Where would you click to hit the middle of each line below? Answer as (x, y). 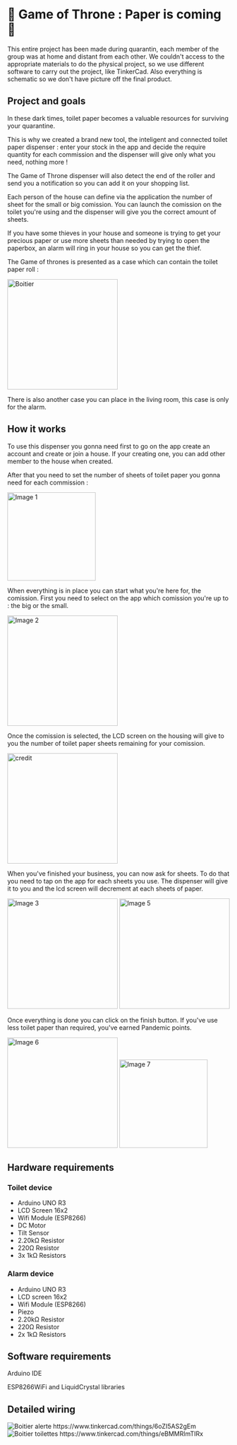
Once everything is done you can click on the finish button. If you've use (113, 1020)
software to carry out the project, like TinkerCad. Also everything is (105, 71)
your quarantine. (31, 126)
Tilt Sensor (33, 1233)
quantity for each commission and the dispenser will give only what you (111, 154)
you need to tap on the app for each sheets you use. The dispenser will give (117, 881)
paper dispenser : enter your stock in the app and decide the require (107, 147)
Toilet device (30, 1187)
